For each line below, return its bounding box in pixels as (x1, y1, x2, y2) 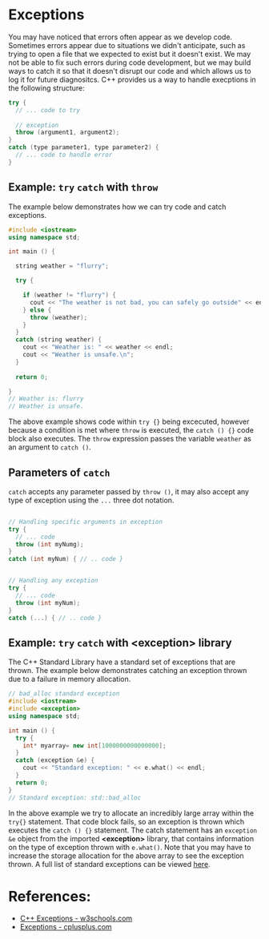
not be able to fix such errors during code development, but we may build (8, 58, 251, 67)
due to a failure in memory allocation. (8, 675, 131, 684)
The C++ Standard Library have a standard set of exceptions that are (8, 657, 236, 667)
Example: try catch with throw (8, 180, 159, 194)
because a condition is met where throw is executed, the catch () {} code (8, 425, 255, 435)
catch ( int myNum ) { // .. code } (8, 555, 124, 563)
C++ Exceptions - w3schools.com (19, 913, 133, 923)
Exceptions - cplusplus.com (19, 922, 112, 932)
